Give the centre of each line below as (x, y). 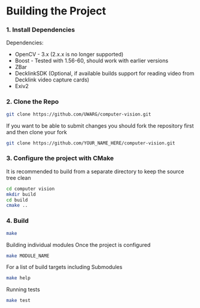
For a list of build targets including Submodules (64, 267)
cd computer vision (31, 189)
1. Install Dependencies (41, 30)
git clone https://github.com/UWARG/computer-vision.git (79, 114)
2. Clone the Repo (32, 102)
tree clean (19, 177)
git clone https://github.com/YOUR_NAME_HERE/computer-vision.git (91, 143)
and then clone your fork (37, 132)
